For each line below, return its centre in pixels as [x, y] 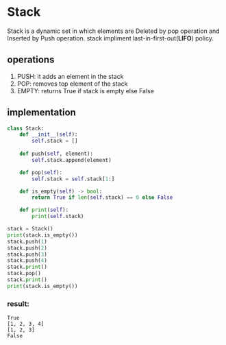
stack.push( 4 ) [27, 261]
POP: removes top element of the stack [72, 84]
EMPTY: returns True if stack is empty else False [85, 91]
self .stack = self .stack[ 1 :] [73, 179]
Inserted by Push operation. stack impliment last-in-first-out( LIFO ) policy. [111, 38]
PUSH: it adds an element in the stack [70, 76]
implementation [42, 113]
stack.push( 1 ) [27, 241]
